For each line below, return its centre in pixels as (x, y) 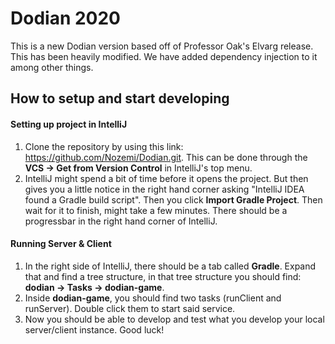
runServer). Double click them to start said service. (130, 308)
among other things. (52, 67)
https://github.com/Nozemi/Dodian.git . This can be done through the (166, 157)
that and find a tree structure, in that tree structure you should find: (163, 276)
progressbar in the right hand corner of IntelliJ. (121, 221)
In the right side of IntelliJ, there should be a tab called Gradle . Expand (170, 266)
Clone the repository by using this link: (104, 146)
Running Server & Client (61, 244)
